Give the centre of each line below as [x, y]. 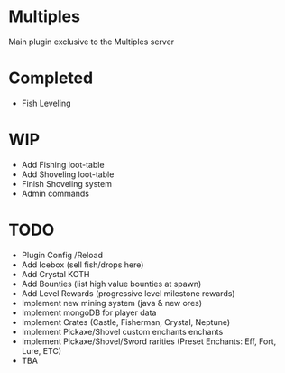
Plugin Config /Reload [62, 255]
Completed [51, 78]
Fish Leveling [46, 103]
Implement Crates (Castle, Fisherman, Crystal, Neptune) [126, 322]
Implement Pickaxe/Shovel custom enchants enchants [122, 331]
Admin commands [55, 193]
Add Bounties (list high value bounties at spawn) [111, 284]
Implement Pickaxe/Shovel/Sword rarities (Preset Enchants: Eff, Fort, [149, 341]
